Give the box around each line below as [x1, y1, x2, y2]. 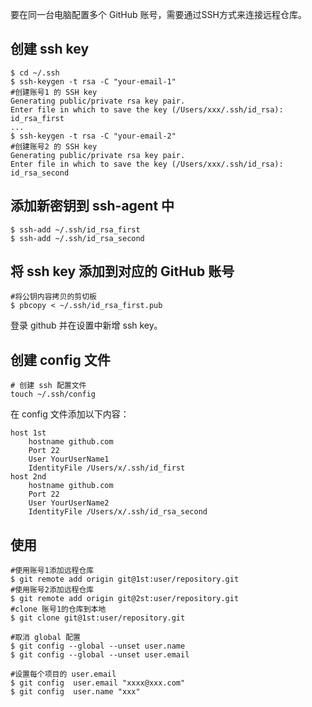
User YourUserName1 [28, 454, 110, 465]
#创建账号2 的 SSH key [10, 141, 98, 152]
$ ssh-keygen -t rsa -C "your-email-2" [10, 131, 177, 141]
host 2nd [10, 472, 47, 482]
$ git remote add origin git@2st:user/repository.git [10, 594, 240, 604]
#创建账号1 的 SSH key [10, 87, 98, 97]
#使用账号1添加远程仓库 [10, 566, 95, 576]
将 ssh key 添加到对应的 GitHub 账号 [10, 263, 235, 280]
